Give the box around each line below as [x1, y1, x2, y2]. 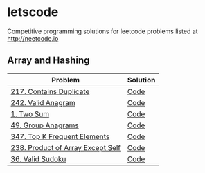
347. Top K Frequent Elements [10, 131, 110, 141]
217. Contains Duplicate [10, 86, 90, 96]
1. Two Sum [10, 109, 50, 118]
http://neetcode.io [7, 34, 59, 42]
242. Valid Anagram [10, 98, 76, 107]
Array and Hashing [7, 55, 90, 66]
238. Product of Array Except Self [10, 143, 121, 152]
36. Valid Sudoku [10, 154, 66, 163]
